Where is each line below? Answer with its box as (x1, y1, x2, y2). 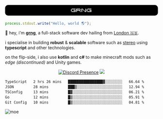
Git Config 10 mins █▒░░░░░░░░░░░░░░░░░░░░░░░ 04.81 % (5, 100, 145, 105)
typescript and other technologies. (5, 45, 75, 51)
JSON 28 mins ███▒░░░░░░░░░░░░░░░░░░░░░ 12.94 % (5, 85, 145, 89)
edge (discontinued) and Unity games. (5, 59, 82, 65)
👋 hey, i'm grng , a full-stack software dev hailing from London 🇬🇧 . (5, 30, 139, 36)
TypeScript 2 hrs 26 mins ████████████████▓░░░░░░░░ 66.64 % (5, 80, 145, 85)
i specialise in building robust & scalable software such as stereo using (5, 40, 148, 46)
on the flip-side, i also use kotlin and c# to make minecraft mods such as (5, 54, 151, 60)
